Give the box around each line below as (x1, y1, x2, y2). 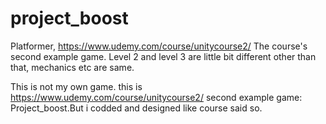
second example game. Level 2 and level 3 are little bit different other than (10, 50, 317, 62)
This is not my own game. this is (10, 80, 143, 92)
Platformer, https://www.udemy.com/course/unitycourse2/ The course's (10, 40, 308, 52)
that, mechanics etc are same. (10, 61, 135, 73)
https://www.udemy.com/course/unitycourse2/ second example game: (10, 91, 303, 103)
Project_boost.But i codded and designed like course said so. (10, 102, 263, 114)
